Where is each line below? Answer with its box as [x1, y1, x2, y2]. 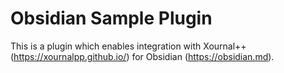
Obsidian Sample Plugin [10, 7, 213, 30]
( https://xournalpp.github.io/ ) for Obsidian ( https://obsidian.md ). [10, 50, 275, 62]
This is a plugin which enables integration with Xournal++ [10, 40, 247, 52]
